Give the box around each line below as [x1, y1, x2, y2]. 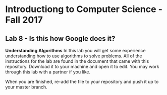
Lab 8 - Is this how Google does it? [5, 34, 116, 43]
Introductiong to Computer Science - [5, 4, 163, 15]
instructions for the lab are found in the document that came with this [5, 58, 149, 64]
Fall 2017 [5, 14, 43, 26]
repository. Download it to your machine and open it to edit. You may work [5, 64, 159, 69]
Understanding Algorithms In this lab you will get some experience [5, 48, 146, 53]
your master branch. [5, 84, 48, 90]
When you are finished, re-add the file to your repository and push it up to [5, 79, 159, 84]
